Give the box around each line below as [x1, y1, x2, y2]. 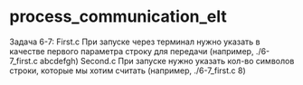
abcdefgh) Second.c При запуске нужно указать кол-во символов [39, 55, 295, 66]
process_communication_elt [9, 6, 228, 27]
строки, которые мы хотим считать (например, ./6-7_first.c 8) [9, 65, 246, 76]
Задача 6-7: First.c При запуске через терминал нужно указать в [9, 36, 260, 47]
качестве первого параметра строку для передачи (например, [9, 45, 254, 56]
